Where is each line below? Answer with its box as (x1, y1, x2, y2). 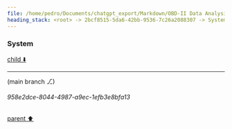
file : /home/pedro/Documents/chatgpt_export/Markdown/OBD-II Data (7, 10, 202, 17)
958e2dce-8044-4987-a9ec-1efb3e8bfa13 (7, 93, 130, 102)
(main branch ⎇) (7, 77, 55, 86)
